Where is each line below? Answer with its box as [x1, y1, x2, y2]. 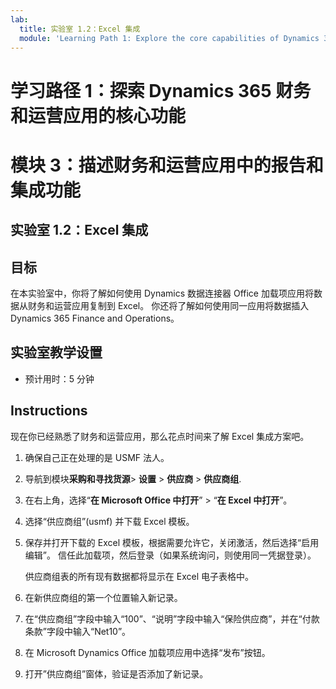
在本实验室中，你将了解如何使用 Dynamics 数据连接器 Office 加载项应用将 [10, 287, 314, 299]
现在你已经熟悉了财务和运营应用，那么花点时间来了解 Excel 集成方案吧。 [10, 430, 310, 442]
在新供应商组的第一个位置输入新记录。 [24, 591, 183, 603]
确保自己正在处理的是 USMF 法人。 [24, 451, 170, 463]
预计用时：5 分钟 [24, 372, 95, 385]
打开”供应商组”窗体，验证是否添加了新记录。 [24, 667, 209, 680]
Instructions [10, 402, 88, 420]
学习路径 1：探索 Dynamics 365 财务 [10, 79, 312, 102]
